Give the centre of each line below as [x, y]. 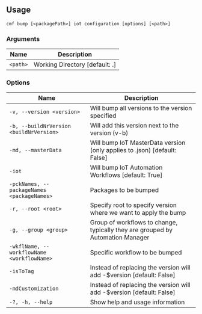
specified [103, 115]
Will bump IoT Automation [126, 168]
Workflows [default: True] [126, 175]
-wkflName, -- [29, 247]
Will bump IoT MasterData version [138, 143]
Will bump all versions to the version [141, 108]
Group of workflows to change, [134, 223]
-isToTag [22, 271]
